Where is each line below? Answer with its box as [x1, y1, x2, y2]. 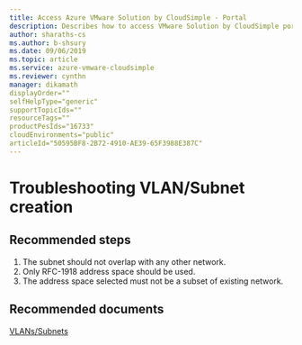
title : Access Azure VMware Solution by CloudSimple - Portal [9, 13, 247, 23]
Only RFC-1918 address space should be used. [22, 266, 196, 277]
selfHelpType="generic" [9, 96, 99, 106]
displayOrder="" [9, 88, 70, 97]
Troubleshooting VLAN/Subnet [9, 177, 245, 198]
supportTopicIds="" [9, 105, 83, 114]
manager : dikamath [9, 80, 78, 89]
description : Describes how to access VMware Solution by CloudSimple [9, 22, 280, 31]
